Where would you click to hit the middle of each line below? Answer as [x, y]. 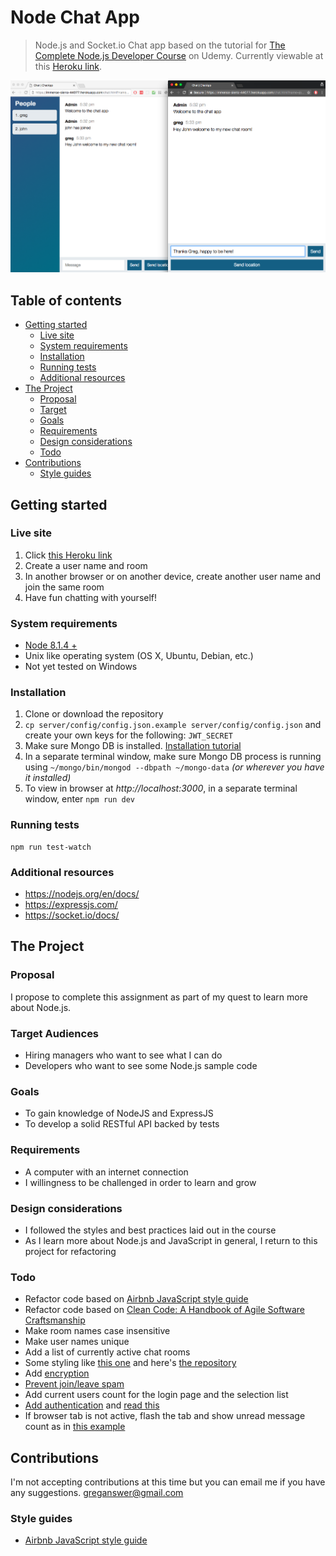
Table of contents [66, 300]
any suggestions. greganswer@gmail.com [97, 1493]
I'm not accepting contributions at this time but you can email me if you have [168, 1482]
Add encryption [57, 1373]
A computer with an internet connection [106, 1172]
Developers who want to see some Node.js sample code [141, 1066]
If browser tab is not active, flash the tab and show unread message [165, 1416]
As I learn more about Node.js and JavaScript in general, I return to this [171, 1240]
